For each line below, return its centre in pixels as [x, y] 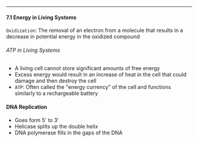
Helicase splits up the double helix [56, 126]
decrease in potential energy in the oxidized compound [73, 37]
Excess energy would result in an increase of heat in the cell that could [100, 75]
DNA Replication [27, 107]
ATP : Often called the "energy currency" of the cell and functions [93, 87]
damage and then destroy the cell [55, 81]
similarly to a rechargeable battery [56, 93]
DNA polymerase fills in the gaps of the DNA [68, 133]
